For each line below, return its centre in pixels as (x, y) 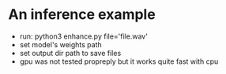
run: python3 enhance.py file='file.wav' (84, 36)
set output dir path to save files (70, 53)
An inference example (82, 15)
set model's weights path (60, 44)
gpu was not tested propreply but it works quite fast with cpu (119, 61)
